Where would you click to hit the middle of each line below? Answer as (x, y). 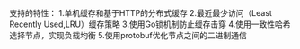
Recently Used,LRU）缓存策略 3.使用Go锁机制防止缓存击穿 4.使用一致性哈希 (150, 24)
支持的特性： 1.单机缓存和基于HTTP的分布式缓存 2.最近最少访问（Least (141, 13)
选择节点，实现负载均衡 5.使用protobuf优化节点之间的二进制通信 (128, 35)
